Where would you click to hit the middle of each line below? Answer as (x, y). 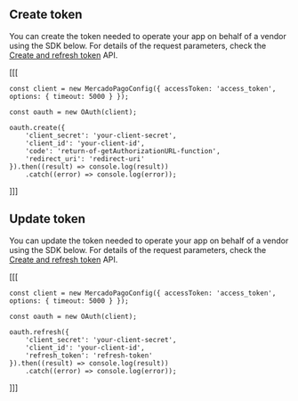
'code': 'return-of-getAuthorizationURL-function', (123, 151)
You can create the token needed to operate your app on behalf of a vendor (148, 36)
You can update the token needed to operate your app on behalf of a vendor (149, 241)
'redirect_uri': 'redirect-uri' (85, 159)
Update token (48, 219)
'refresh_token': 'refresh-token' (89, 356)
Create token (46, 15)
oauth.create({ (37, 127)
